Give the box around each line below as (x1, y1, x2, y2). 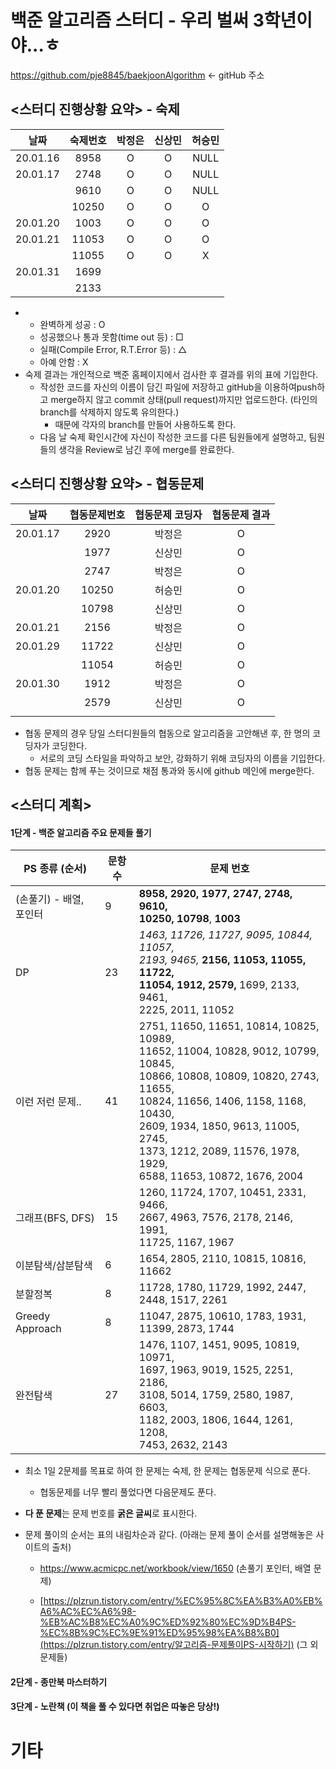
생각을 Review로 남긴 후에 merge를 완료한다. (58, 443, 235, 455)
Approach (15, 1322, 62, 1336)
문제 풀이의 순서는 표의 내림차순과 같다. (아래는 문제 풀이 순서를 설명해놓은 (24, 1529, 314, 1541)
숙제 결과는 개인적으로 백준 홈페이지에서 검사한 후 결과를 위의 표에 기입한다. (24, 368, 319, 380)
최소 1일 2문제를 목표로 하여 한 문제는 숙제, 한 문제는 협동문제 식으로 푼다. (24, 1465, 311, 1477)
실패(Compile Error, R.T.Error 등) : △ (39, 343, 188, 355)
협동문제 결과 (211, 507, 271, 521)
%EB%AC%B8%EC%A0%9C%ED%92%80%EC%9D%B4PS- (39, 1616, 297, 1628)
